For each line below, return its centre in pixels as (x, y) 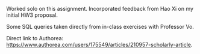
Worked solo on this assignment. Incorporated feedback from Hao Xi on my (100, 9)
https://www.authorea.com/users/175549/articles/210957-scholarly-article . (99, 45)
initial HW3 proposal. (32, 15)
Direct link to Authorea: (35, 38)
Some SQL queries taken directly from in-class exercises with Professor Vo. (100, 27)
